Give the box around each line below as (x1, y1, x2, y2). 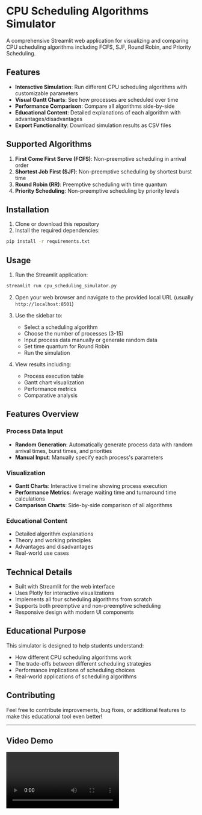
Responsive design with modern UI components (14, 608, 134, 616)
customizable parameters (14, 89, 79, 97)
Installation (6, 204, 49, 214)
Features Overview (6, 409, 79, 419)
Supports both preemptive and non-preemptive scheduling (14, 602, 161, 610)
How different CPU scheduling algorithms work (14, 654, 132, 661)
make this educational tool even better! (6, 713, 103, 720)
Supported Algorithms (6, 139, 92, 149)
